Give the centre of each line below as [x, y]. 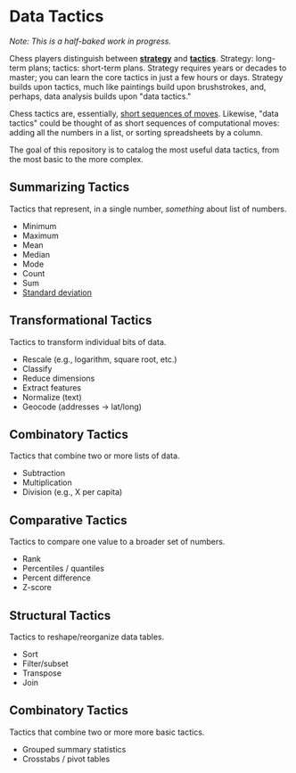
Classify [37, 368]
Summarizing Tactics [70, 188]
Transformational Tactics [81, 321]
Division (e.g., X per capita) [72, 492]
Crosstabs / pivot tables [66, 759]
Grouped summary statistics [74, 749]
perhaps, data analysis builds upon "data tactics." [100, 96]
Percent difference [56, 578]
